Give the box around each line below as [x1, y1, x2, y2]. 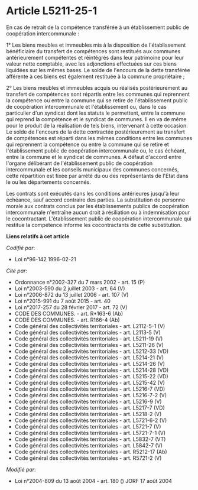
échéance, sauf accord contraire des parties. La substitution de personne [6, 196, 185, 203]
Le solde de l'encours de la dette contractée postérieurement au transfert [6, 128, 185, 135]
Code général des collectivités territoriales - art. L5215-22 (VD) [14, 372, 168, 379]
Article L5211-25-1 [6, 4, 98, 18]
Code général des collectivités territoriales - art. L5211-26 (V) [14, 341, 164, 348]
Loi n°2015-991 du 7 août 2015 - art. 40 [14, 297, 111, 304]
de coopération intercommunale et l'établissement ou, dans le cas [6, 103, 167, 110]
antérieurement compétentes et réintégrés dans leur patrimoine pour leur [6, 54, 184, 61]
